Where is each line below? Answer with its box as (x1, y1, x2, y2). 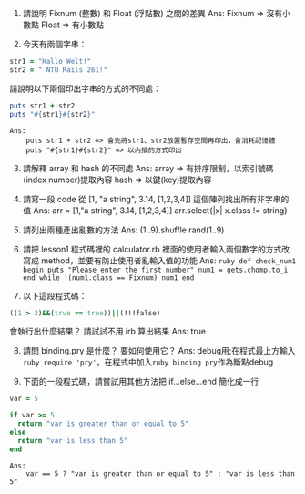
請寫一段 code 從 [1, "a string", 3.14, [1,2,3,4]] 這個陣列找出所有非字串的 (22, 193, 290, 204)
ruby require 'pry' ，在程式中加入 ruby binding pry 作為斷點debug (22, 356, 274, 367)
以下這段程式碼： (22, 290, 87, 301)
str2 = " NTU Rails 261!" (9, 65, 107, 75)
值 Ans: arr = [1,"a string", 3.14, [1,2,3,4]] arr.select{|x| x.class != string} (22, 204, 289, 216)
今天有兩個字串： (22, 39, 87, 49)
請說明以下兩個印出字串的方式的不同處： (9, 83, 161, 94)
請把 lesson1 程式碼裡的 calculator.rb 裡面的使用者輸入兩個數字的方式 (22, 243, 282, 254)
